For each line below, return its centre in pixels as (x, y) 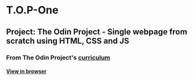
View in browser (26, 71)
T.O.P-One (32, 10)
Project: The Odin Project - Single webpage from (97, 32)
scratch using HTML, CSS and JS (68, 41)
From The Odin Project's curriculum (58, 57)
